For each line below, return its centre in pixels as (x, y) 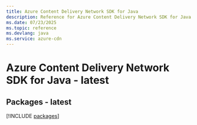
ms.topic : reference (32, 28)
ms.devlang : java (27, 33)
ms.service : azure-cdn (34, 39)
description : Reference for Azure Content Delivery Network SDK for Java (99, 17)
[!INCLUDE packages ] (33, 116)
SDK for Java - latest (58, 80)
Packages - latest (39, 102)
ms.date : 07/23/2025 (32, 22)
